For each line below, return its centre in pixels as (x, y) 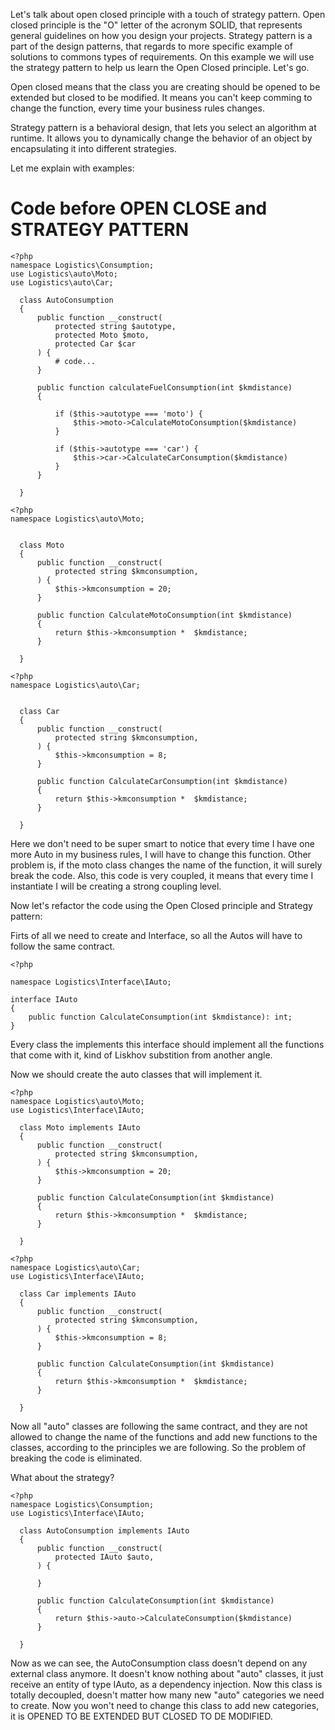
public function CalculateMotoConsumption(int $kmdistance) (164, 615)
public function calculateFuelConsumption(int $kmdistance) (164, 387)
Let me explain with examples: (72, 168)
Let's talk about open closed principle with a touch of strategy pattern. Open (168, 14)
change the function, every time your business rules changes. (137, 108)
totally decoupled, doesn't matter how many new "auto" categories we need (167, 1695)
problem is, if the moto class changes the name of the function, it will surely (166, 865)
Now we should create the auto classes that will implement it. (136, 1074)
